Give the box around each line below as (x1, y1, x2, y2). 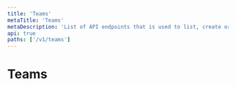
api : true (7, 29, 37, 37)
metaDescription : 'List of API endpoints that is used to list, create (7, 23, 221, 30)
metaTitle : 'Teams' (7, 17, 65, 24)
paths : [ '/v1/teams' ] (7, 36, 71, 43)
